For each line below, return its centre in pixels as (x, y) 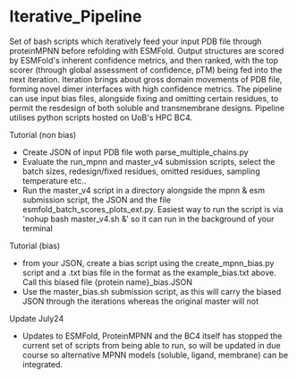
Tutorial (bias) (35, 245)
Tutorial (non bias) (43, 134)
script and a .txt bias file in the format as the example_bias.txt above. (149, 272)
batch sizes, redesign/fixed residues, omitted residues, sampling (141, 171)
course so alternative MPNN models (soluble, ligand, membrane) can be (155, 355)
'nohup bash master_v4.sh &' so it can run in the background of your (148, 219)
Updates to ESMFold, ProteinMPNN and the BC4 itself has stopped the (152, 336)
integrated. (42, 364)
